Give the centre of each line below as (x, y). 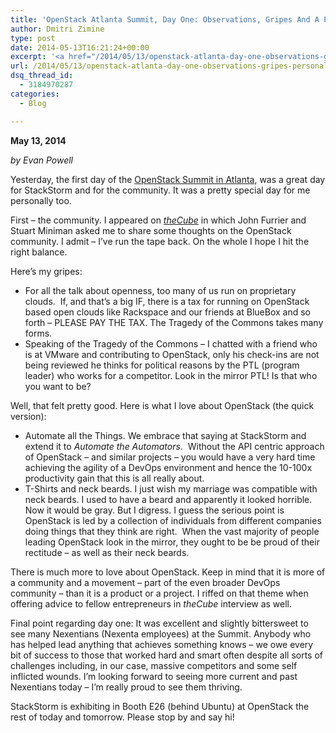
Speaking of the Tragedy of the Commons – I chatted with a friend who (171, 343)
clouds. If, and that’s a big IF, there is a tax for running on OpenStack (167, 301)
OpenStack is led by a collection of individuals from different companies (173, 520)
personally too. (41, 200)
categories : (35, 94)
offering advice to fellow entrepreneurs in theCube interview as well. (151, 603)
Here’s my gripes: (46, 271)
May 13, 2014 (38, 140)
